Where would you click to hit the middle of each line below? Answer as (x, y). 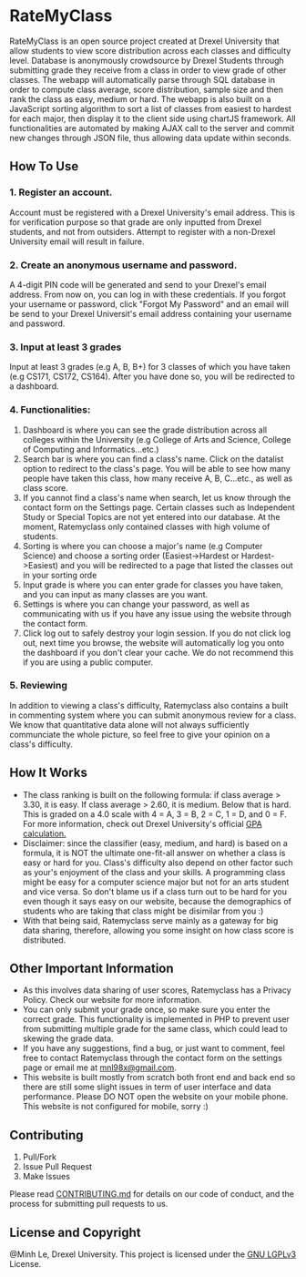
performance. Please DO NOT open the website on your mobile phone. (155, 1097)
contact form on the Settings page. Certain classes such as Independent (159, 507)
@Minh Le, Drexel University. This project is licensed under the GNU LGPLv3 (153, 1254)
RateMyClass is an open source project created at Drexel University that (144, 41)
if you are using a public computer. (87, 662)
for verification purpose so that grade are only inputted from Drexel (136, 222)
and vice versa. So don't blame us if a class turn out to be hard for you (154, 891)
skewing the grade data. (68, 1038)
